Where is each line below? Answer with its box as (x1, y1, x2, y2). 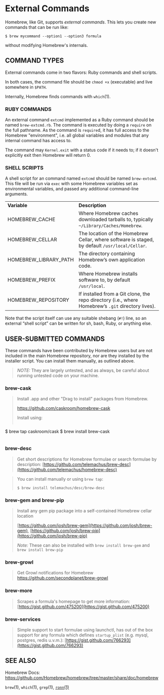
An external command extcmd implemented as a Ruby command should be (5, 117, 155, 123)
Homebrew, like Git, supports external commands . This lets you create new (5, 19, 156, 25)
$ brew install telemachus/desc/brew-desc (17, 485, 105, 490)
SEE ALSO (5, 656, 37, 665)
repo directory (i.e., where (78, 296, 138, 303)
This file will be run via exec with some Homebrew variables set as (5, 181, 138, 187)
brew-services (5, 616, 41, 623)
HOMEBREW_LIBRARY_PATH (7, 256, 74, 263)
